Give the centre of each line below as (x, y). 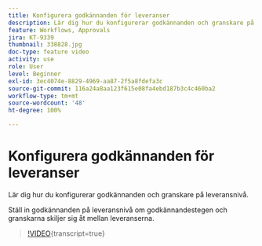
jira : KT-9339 (31, 37)
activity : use (31, 60)
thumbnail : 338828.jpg (45, 45)
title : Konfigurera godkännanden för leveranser (89, 15)
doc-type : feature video (49, 52)
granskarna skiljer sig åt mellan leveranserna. (81, 218)
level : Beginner (35, 74)
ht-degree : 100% (35, 111)
